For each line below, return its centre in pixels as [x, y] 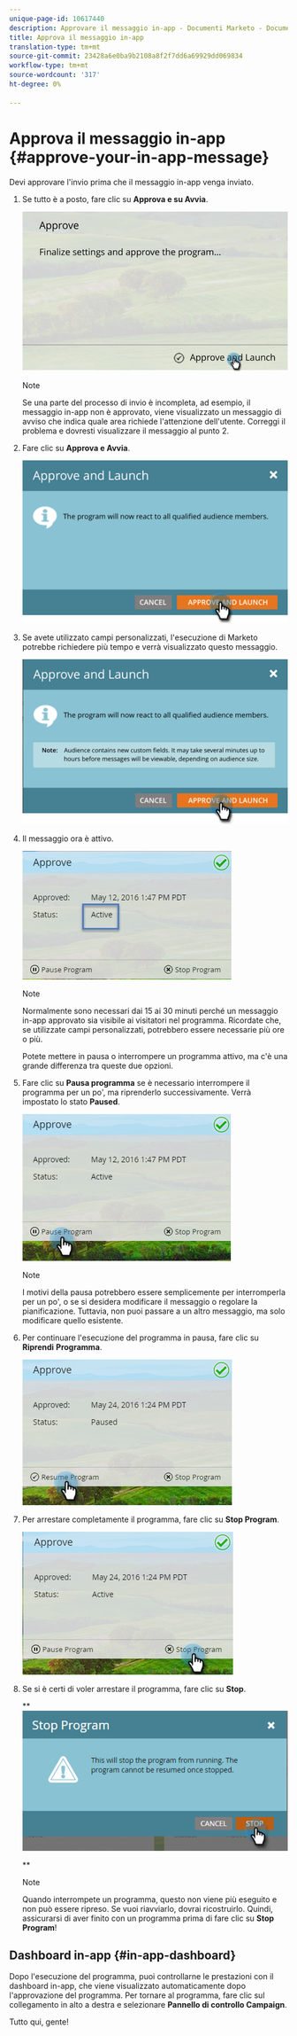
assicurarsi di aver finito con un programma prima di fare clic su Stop [148, 1918]
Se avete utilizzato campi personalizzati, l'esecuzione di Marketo [140, 637]
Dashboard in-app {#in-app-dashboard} [123, 1955]
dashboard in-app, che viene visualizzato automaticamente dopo [127, 1986]
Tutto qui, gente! [39, 2022]
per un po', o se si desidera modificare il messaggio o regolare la [140, 1301]
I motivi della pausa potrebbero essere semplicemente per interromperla [153, 1292]
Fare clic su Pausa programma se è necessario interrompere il [136, 1082]
